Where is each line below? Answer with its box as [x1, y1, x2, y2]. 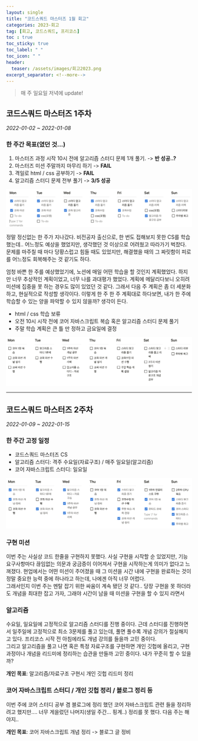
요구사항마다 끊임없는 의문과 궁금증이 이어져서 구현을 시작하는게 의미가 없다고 [6, 560, 184, 567]
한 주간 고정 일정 [6, 437, 49, 444]
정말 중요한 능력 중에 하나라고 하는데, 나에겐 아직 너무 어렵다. [6, 575, 146, 582]
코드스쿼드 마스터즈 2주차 [6, 405, 93, 415]
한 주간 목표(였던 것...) [6, 141, 66, 149]
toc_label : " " [6, 47, 44, 53]
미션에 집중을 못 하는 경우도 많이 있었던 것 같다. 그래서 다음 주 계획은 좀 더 [6, 282, 176, 290]
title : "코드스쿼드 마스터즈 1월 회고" [6, 15, 90, 22]
